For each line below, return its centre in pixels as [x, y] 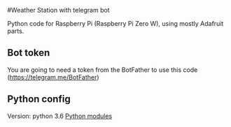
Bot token [29, 53]
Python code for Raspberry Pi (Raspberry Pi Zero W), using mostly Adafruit [115, 23]
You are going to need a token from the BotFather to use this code [103, 70]
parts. [16, 31]
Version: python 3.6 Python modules [60, 116]
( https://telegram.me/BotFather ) [53, 77]
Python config [39, 99]
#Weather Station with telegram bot [58, 10]
